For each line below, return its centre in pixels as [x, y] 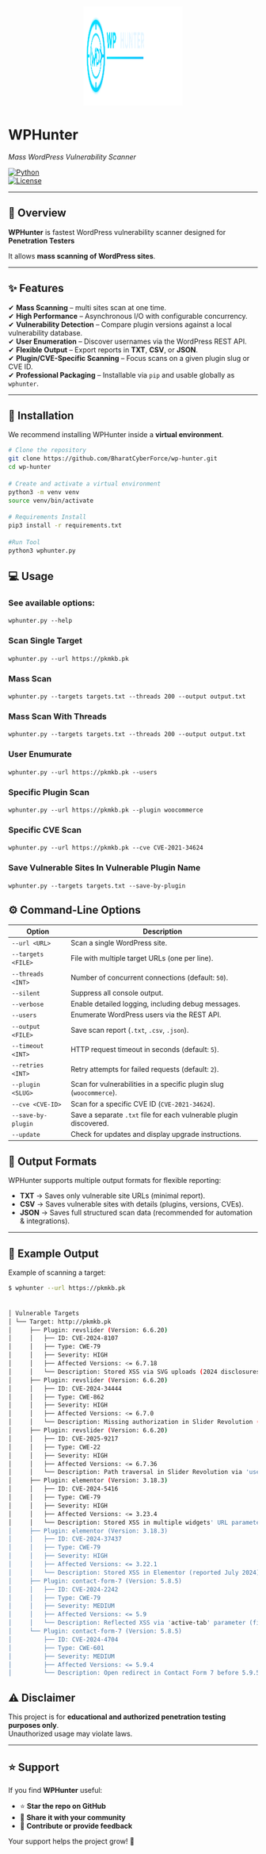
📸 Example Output [53, 1253]
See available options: [51, 603]
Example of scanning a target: [57, 1272]
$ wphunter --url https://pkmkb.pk [67, 1288]
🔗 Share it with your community [73, 1817]
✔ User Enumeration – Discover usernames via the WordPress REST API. [127, 341]
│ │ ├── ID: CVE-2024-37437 [65, 1539]
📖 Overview [37, 213]
